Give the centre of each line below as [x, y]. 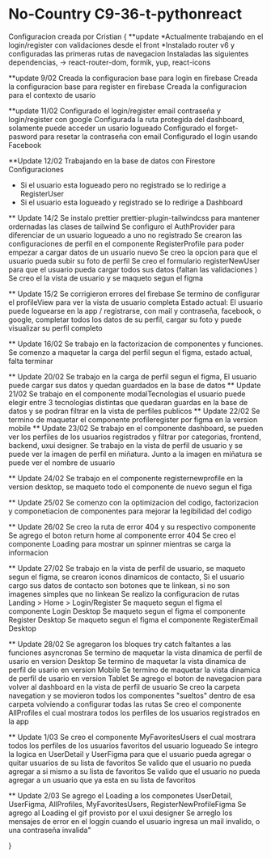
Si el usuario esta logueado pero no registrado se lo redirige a [123, 185]
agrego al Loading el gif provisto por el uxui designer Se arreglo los [121, 813]
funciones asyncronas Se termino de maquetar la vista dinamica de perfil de [135, 653]
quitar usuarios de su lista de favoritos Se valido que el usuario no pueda [130, 763]
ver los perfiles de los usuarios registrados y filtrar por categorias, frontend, [135, 437]
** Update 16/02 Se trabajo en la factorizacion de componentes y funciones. [136, 344]
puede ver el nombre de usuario [62, 463]
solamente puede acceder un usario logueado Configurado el [111, 128]
